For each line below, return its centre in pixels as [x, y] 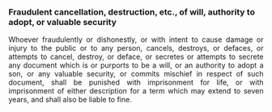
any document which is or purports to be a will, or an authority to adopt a [136, 65]
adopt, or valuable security [63, 22]
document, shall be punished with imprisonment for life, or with [136, 82]
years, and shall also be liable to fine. [70, 100]
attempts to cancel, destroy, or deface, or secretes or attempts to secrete [136, 57]
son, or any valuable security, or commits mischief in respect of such [136, 74]
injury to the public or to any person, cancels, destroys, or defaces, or [136, 48]
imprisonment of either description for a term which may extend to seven [136, 91]
